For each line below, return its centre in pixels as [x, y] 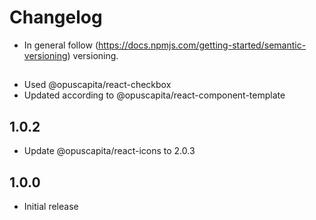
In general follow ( [61, 45]
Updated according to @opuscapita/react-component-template [154, 95]
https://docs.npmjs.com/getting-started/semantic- [202, 45]
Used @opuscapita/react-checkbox [97, 85]
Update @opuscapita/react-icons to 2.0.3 [109, 151]
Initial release [51, 206]
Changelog [56, 17]
